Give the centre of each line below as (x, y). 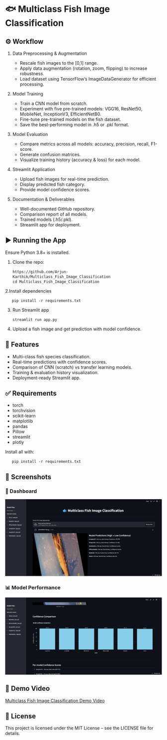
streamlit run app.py (35, 319)
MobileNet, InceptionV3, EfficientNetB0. (61, 114)
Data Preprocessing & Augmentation (49, 53)
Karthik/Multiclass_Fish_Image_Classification (61, 277)
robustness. (32, 74)
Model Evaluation (30, 134)
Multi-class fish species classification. (51, 356)
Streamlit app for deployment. (50, 225)
